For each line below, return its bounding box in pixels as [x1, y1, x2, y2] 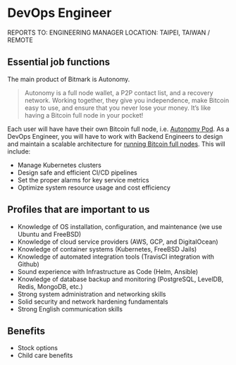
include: [7, 147, 31, 156]
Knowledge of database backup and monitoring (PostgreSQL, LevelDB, [17, 275, 224, 283]
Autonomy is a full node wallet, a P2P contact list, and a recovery [24, 88, 213, 97]
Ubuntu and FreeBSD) [17, 230, 82, 238]
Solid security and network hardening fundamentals [17, 297, 168, 306]
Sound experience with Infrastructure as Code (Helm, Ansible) [17, 267, 199, 276]
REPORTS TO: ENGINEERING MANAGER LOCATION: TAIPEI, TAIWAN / [7, 28, 210, 37]
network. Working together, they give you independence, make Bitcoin [24, 96, 230, 104]
